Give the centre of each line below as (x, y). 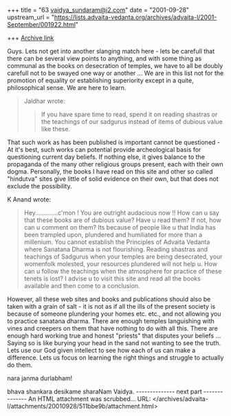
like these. (56, 129)
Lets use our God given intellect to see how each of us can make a (101, 350)
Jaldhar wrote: (44, 101)
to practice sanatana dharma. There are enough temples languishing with (111, 321)
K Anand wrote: (29, 199)
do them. (20, 365)
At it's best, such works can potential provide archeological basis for (104, 150)
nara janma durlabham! (40, 378)
